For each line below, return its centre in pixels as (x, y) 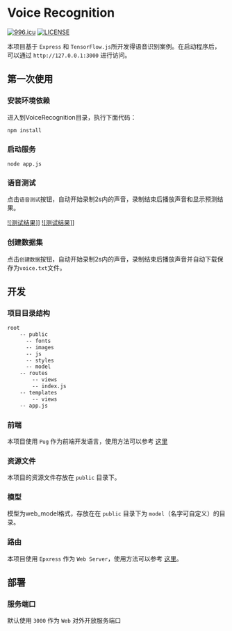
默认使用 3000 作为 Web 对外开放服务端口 (64, 621)
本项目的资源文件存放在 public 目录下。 (64, 477)
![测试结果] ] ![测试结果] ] (41, 223)
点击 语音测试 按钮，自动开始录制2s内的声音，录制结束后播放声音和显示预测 (112, 199)
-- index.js (50, 386)
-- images (40, 347)
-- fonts (38, 341)
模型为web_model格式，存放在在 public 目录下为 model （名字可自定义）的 (114, 513)
